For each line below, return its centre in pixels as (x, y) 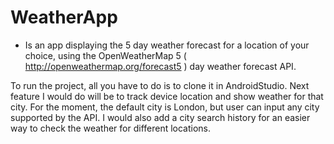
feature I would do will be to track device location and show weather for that (167, 96)
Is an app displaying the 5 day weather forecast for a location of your (167, 45)
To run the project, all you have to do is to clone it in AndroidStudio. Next (160, 85)
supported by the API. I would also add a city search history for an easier (160, 117)
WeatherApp (64, 17)
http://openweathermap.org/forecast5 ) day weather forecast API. (160, 66)
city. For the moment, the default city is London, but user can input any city (165, 107)
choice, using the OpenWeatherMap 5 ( (105, 55)
